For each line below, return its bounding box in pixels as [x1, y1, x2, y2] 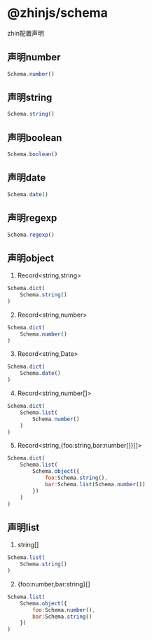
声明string [7, 92, 53, 104]
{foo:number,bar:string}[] [17, 579, 91, 588]
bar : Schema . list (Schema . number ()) [44, 481, 146, 488]
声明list [7, 521, 40, 533]
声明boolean [7, 132, 62, 144]
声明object [7, 252, 55, 264]
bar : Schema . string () [32, 613, 92, 620]
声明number [7, 51, 61, 64]
